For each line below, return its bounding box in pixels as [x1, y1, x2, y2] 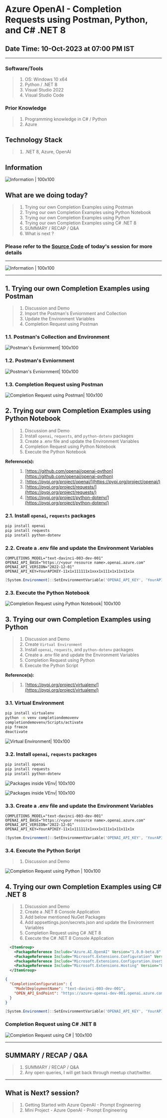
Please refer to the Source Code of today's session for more [5, 243, 153, 250]
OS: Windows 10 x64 [24, 76, 68, 83]
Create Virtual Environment [24, 641, 83, 647]
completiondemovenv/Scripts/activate [5, 720, 83, 725]
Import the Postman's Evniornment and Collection [24, 310, 127, 316]
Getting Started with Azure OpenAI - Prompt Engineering [24, 1102, 141, 1108]
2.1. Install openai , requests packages [5, 512, 96, 519]
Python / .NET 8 [24, 82, 58, 88]
